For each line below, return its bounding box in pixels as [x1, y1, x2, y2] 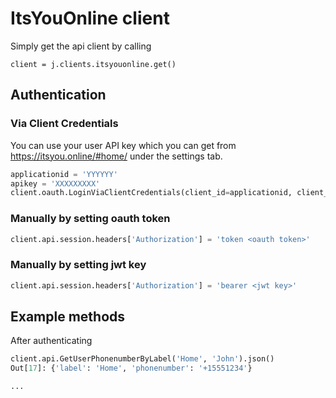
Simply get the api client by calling [10, 40, 152, 52]
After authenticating [10, 335, 93, 347]
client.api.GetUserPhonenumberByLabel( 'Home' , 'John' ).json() [10, 354, 275, 364]
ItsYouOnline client [10, 7, 170, 30]
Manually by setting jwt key [10, 258, 147, 272]
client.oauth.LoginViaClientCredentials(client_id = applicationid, [10, 188, 293, 198]
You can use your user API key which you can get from [10, 139, 237, 151]
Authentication [10, 87, 107, 104]
